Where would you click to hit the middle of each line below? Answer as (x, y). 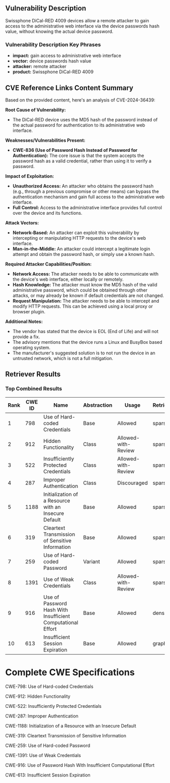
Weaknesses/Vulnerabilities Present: (45, 140)
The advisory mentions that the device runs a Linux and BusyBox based (88, 342)
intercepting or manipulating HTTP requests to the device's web (79, 238)
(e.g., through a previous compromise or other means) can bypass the (86, 191)
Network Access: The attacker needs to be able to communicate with (85, 274)
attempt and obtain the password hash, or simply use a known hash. (84, 254)
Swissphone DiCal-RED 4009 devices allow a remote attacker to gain (77, 20)
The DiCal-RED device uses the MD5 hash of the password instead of (85, 119)
